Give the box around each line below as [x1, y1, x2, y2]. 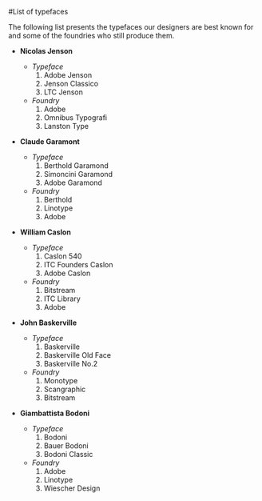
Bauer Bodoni [43, 441, 89, 451]
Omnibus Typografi [43, 113, 108, 122]
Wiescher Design [43, 483, 101, 493]
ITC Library [43, 294, 81, 303]
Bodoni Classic [43, 450, 93, 459]
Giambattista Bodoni [19, 408, 90, 418]
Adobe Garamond [43, 178, 102, 187]
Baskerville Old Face [43, 351, 112, 359]
